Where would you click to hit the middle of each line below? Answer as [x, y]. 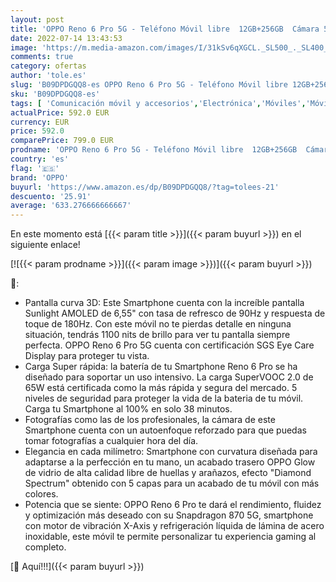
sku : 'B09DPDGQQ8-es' [55, 94]
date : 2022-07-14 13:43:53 [66, 38]
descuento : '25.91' [51, 196]
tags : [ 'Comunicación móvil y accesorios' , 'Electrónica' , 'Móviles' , [158, 103]
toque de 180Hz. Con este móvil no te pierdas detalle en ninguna [158, 324]
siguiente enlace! [45, 245]
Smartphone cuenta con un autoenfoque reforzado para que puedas [165, 430]
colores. [41, 494]
